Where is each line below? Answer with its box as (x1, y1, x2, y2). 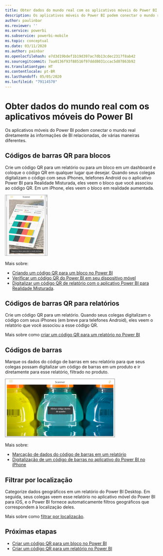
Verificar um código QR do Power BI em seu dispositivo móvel (12, 275, 136, 281)
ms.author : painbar (5, 48, 45, 53)
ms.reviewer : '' (5, 23, 38, 28)
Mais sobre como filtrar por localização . (5, 514, 85, 520)
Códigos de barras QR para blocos (5, 152, 111, 160)
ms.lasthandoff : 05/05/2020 (5, 74, 62, 79)
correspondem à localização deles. (5, 504, 75, 510)
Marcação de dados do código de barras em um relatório (12, 451, 127, 458)
